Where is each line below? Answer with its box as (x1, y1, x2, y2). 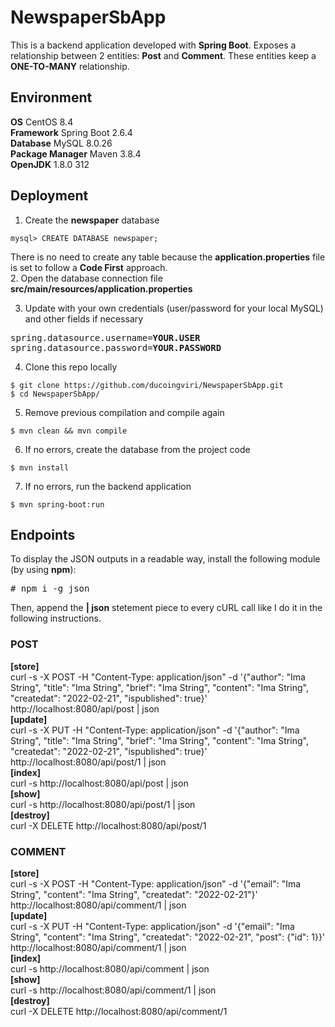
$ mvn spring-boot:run (10, 499, 105, 510)
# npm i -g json (10, 583, 90, 595)
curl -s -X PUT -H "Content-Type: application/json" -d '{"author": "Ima (10, 724, 300, 736)
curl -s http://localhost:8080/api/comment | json (10, 962, 210, 975)
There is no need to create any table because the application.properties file (10, 251, 326, 263)
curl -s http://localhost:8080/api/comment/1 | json (10, 984, 217, 996)
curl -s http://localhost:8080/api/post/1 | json (10, 798, 196, 810)
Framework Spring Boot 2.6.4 (10, 126, 133, 138)
